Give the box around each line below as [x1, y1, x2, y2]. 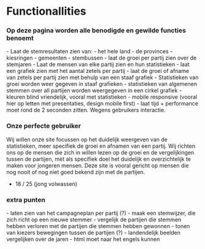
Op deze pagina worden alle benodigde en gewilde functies [6, 26, 187, 35]
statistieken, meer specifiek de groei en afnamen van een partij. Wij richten [6, 142, 196, 150]
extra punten [6, 195, 46, 204]
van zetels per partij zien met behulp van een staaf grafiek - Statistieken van [6, 74, 199, 81]
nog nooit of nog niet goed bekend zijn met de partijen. [6, 168, 146, 175]
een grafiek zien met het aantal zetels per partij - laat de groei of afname [6, 67, 190, 75]
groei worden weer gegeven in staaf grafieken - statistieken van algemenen [6, 80, 198, 88]
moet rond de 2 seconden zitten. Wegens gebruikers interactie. [6, 106, 166, 114]
